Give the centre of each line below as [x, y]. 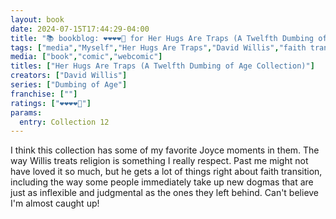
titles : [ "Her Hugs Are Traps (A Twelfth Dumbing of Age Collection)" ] [162, 66]
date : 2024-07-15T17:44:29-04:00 [80, 29]
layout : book [37, 19]
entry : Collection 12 [64, 122]
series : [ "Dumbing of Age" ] [69, 85]
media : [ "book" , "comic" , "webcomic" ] [86, 57]
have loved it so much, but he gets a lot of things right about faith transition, [166, 172]
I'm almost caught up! [55, 203]
